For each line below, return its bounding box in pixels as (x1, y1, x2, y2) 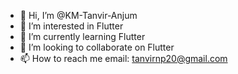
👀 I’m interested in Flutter (19, 20, 124, 32)
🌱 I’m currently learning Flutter (19, 31, 146, 42)
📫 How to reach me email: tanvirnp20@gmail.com (19, 53, 228, 64)
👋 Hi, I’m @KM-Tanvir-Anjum (19, 10, 138, 21)
